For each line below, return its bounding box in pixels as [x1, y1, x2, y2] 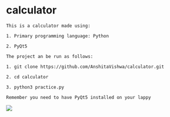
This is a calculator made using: [6, 23, 91, 29]
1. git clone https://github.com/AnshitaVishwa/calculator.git [6, 64, 165, 70]
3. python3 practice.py [6, 84, 65, 90]
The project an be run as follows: [6, 53, 94, 59]
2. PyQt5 [6, 43, 28, 49]
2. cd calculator [6, 74, 49, 80]
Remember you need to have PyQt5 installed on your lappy [6, 94, 151, 100]
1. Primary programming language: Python [6, 33, 109, 39]
